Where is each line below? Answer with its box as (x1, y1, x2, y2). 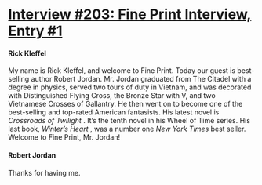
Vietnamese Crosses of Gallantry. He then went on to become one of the (8, 100, 243, 109)
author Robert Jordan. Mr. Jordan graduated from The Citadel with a (31, 74, 252, 84)
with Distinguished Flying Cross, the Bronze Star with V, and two (8, 91, 216, 100)
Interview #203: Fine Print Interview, (8, 5, 252, 24)
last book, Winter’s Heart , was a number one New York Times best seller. (8, 124, 246, 134)
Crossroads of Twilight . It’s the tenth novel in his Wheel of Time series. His (8, 116, 251, 125)
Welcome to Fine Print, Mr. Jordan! (8, 132, 120, 142)
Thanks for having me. (8, 168, 81, 177)
